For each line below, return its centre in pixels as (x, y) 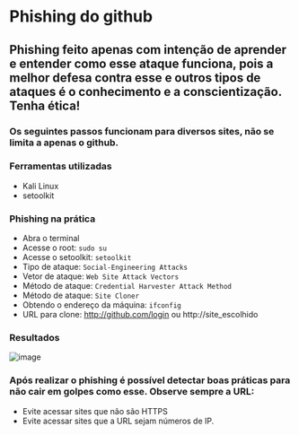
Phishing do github (81, 17)
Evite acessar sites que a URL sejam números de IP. (118, 421)
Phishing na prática (53, 219)
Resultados (35, 338)
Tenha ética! (45, 105)
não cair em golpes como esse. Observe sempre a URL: (132, 392)
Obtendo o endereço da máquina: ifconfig (102, 305)
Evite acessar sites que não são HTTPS (95, 411)
